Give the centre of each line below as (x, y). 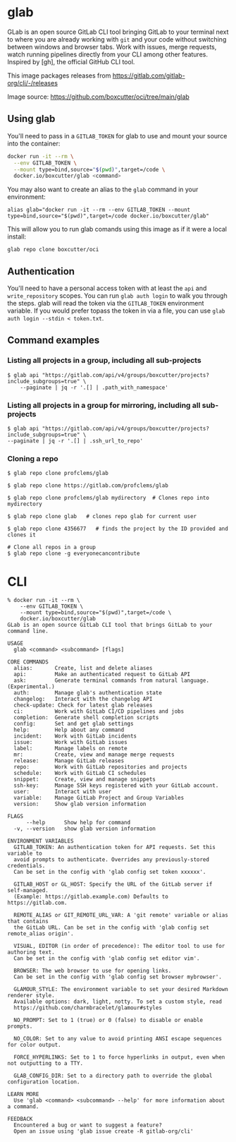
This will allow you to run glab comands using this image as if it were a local (117, 229)
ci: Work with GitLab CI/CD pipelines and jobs (99, 711)
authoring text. (31, 952)
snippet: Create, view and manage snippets (85, 780)
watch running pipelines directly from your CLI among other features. (107, 54)
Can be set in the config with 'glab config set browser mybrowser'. (118, 977)
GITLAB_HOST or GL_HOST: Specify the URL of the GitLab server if (113, 884)
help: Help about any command (69, 730)
